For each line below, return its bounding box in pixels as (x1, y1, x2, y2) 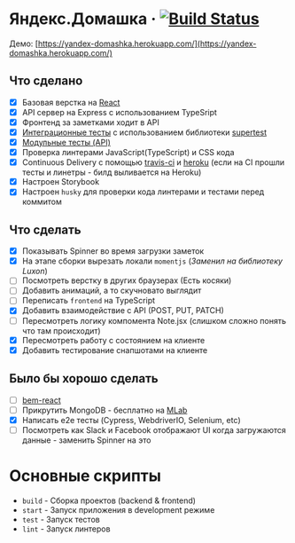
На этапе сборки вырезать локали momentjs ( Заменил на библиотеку (21, 256, 283, 266)
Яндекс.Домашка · (9, 9, 157, 29)
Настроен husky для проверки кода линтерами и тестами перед (21, 186, 265, 197)
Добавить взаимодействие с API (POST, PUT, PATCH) (21, 305, 224, 316)
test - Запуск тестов (21, 514, 100, 524)
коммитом (21, 196, 62, 208)
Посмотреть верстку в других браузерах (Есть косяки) (21, 275, 232, 286)
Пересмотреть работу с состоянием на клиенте (21, 334, 206, 345)
